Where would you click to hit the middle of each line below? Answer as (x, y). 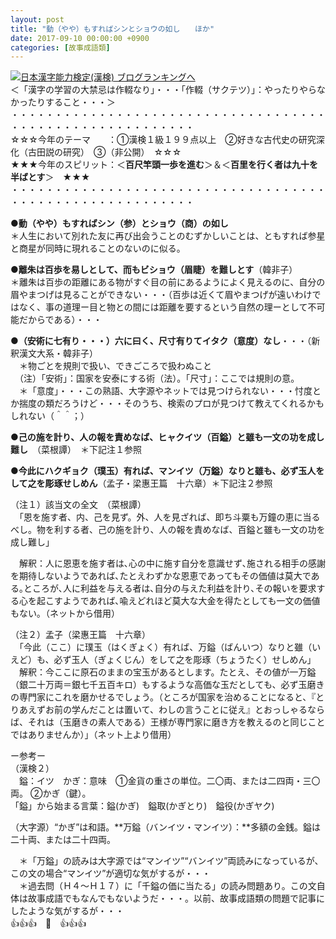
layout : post (37, 19)
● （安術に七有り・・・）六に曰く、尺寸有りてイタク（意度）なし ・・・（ (161, 341)
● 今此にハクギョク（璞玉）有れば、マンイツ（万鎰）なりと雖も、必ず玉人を (167, 471)
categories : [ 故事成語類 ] (60, 47)
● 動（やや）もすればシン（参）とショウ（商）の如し (119, 223)
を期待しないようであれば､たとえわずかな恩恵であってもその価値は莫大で (161, 576)
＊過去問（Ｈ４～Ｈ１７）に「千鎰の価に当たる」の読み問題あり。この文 (167, 886)
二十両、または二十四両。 (63, 840)
